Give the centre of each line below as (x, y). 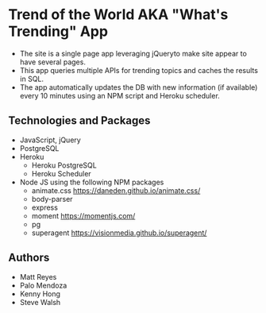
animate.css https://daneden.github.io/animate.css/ (116, 190)
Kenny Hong (40, 294)
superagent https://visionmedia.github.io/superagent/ (119, 233)
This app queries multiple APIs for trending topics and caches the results (139, 70)
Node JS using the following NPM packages (92, 182)
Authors (29, 258)
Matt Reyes (38, 276)
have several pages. (52, 62)
